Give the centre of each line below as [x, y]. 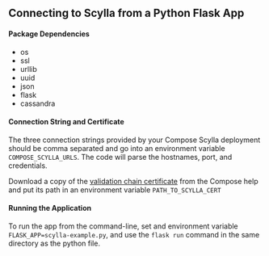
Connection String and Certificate [67, 122]
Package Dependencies [49, 34]
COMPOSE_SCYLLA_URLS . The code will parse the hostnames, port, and [120, 157]
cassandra [38, 103]
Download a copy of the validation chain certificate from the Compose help [133, 181]
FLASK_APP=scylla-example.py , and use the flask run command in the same [134, 235]
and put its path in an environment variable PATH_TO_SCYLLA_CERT [115, 190]
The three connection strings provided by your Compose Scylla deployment [134, 140]
